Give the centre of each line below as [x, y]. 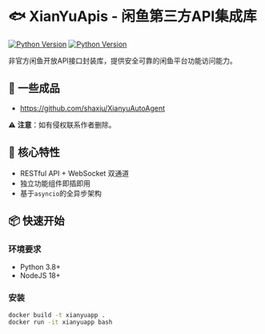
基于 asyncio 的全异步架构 [60, 193]
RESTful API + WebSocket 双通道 [74, 173]
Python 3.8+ [40, 267]
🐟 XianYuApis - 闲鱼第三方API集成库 [133, 16]
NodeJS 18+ [40, 276]
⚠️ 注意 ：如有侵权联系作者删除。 [62, 124]
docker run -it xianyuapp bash [60, 322]
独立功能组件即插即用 [55, 183]
